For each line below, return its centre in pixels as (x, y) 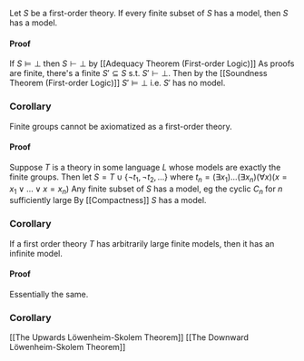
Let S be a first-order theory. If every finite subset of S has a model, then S (149, 13)
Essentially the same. (49, 294)
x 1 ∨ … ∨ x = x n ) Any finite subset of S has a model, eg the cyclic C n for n (146, 190)
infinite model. (36, 253)
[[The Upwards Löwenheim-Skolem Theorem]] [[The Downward (129, 337)
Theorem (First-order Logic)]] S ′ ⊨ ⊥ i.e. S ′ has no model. (118, 83)
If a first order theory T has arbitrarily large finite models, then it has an (142, 243)
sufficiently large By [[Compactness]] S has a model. (108, 200)
